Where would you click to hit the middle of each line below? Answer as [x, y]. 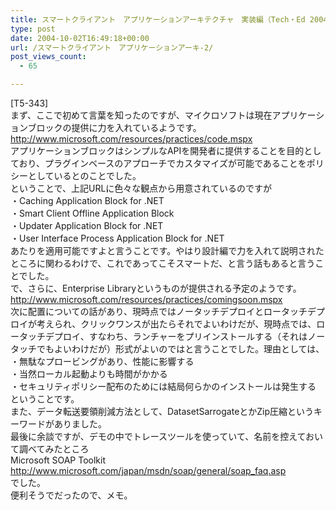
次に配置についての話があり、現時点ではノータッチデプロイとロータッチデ [163, 311]
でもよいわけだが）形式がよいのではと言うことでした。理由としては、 [180, 349]
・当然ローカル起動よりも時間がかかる [89, 374]
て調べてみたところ [50, 449]
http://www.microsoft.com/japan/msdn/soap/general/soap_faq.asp [148, 470]
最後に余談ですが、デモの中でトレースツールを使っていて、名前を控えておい [167, 436]
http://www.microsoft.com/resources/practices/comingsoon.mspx [146, 299]
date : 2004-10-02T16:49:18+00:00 [80, 38]
